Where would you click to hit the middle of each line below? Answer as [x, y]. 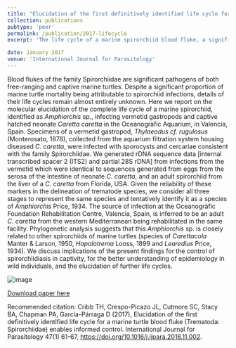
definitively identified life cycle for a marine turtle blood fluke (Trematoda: [113, 321]
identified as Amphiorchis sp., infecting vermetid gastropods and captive [112, 116]
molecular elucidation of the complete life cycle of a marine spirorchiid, [110, 109]
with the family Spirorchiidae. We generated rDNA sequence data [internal [114, 154]
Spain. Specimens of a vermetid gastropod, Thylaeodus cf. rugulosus [108, 131]
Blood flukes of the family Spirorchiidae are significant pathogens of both [113, 79]
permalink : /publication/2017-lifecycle [67, 33]
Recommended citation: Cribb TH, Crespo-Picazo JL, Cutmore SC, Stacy [113, 307]
